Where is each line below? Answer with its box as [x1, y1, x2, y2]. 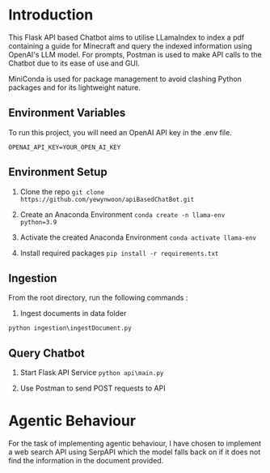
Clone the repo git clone [19, 186, 105, 196]
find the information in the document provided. [8, 456, 164, 466]
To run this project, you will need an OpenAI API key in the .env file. [8, 127, 232, 137]
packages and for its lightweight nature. [8, 83, 141, 92]
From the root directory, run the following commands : [8, 293, 188, 303]
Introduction [8, 6, 94, 24]
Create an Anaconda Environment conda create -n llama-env [19, 209, 226, 219]
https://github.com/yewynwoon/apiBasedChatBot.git [19, 195, 195, 203]
